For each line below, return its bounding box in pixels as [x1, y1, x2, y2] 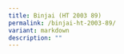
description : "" [8, 33, 62, 42]
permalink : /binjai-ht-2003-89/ [8, 19, 116, 27]
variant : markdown [8, 26, 70, 34]
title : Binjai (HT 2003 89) [8, 11, 102, 20]
